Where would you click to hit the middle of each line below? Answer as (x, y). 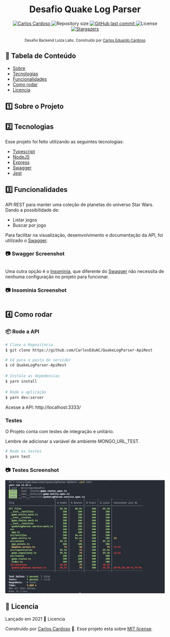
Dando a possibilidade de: (32, 210)
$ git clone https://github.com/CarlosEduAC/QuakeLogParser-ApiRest (79, 350)
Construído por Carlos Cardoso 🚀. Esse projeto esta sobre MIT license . (79, 628)
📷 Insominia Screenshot (36, 290)
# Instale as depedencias (32, 376)
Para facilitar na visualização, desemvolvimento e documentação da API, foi (84, 235)
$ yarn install (21, 382)
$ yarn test (18, 457)
